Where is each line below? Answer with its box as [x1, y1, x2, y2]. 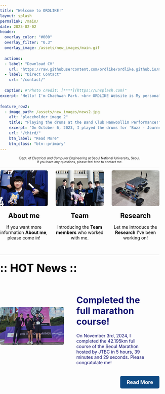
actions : [4, 56, 23, 61]
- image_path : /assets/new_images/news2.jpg [4, 109, 100, 114]
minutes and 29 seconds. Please [76, 354, 144, 360]
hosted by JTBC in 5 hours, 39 [76, 349, 140, 355]
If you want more [6, 224, 42, 230]
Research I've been [114, 229, 156, 235]
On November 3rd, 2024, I [76, 332, 131, 338]
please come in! [7, 234, 40, 240]
